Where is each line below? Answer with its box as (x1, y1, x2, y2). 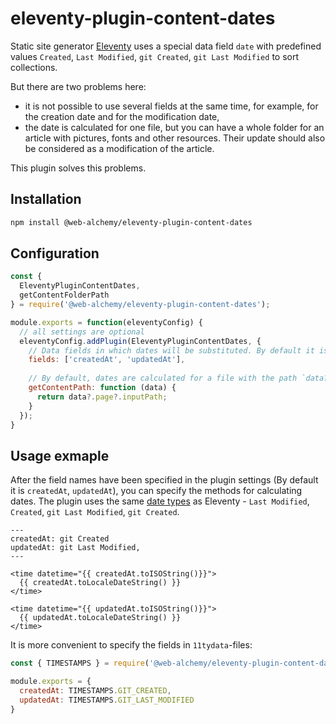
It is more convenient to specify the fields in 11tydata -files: (10, 639, 253, 651)
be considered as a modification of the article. (24, 142, 215, 154)
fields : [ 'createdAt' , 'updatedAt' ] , (28, 355, 186, 365)
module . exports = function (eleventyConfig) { (10, 317, 203, 327)
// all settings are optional (19, 327, 145, 337)
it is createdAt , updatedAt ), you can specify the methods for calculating (10, 485, 303, 497)
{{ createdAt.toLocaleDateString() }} (19, 578, 182, 588)
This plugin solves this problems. (10, 162, 147, 174)
